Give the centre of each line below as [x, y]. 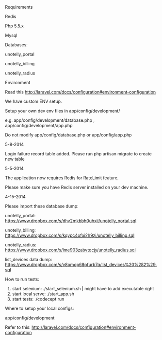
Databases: [16, 45]
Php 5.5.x [15, 26]
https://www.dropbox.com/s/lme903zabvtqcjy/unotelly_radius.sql [70, 250]
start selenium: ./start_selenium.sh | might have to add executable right [83, 289]
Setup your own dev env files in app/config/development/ [63, 111]
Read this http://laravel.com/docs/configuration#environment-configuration [81, 92]
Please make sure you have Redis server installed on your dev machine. [77, 187]
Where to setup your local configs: [40, 308]
